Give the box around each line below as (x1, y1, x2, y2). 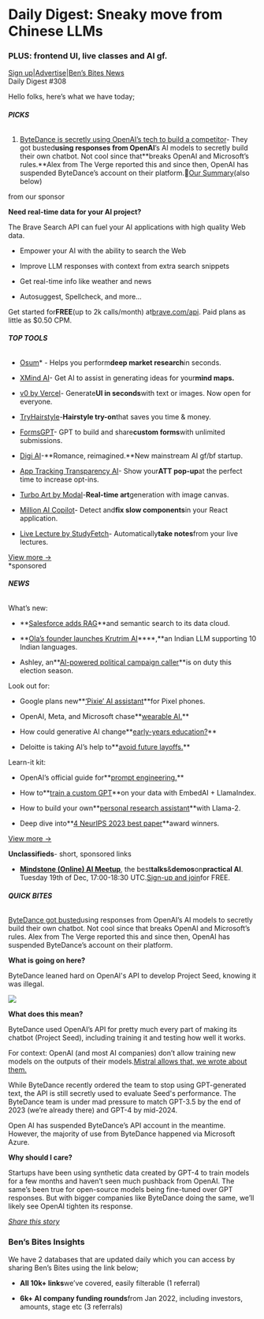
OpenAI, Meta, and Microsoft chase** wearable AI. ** (19, 712, 190, 721)
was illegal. (8, 979, 45, 989)
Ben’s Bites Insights (8, 1236, 85, 1247)
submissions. (19, 435, 63, 445)
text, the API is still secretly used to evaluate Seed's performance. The (8, 1089, 236, 1098)
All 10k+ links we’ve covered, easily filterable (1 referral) (19, 1278, 201, 1287)
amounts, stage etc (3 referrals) (19, 1302, 124, 1311)
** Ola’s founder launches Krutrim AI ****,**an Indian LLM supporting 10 (19, 634, 257, 643)
